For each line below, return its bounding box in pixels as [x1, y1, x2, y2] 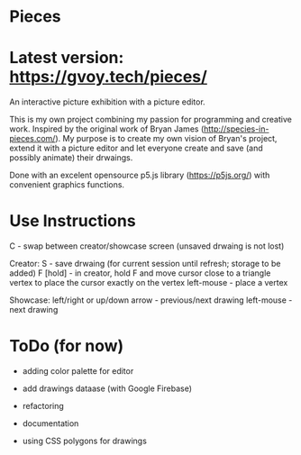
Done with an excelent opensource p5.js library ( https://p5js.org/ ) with [9, 169, 270, 181]
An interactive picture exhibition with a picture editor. [9, 96, 205, 107]
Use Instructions [9, 211, 137, 232]
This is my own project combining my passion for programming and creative [9, 114, 293, 125]
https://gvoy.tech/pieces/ [9, 67, 207, 87]
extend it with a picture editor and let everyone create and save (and [9, 142, 263, 154]
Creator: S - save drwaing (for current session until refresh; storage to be [9, 259, 281, 269]
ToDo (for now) [9, 336, 124, 357]
